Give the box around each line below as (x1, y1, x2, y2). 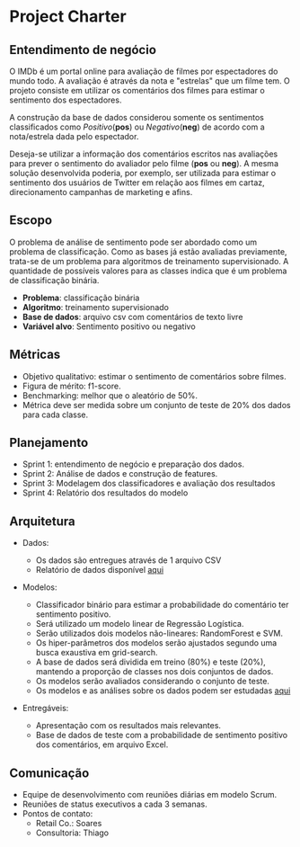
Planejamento (9, 435, 89, 450)
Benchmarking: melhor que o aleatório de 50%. (22, 389, 199, 401)
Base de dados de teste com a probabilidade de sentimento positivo (35, 730, 288, 741)
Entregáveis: (22, 703, 69, 714)
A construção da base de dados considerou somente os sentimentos (9, 112, 265, 122)
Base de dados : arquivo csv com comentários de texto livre (22, 311, 243, 322)
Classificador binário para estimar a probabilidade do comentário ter (35, 600, 289, 611)
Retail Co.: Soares (35, 818, 102, 829)
